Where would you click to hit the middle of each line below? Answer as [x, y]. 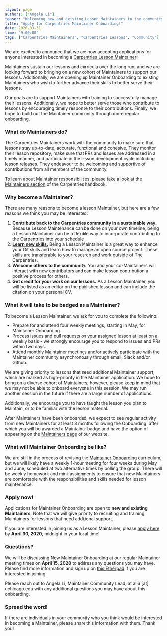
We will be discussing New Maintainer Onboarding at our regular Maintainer [83, 558]
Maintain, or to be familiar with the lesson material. [57, 408]
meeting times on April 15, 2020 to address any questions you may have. [80, 563]
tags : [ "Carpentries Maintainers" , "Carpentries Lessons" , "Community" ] [82, 38]
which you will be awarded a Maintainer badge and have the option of [77, 429]
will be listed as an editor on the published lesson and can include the [83, 287]
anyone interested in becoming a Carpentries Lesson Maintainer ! [71, 57]
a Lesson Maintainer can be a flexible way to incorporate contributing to [86, 234]
